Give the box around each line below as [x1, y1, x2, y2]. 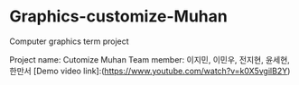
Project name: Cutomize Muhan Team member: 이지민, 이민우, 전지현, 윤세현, [9, 54, 291, 64]
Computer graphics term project [9, 36, 129, 47]
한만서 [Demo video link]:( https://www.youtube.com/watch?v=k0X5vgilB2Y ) [9, 65, 291, 76]
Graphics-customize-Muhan [9, 6, 228, 27]
